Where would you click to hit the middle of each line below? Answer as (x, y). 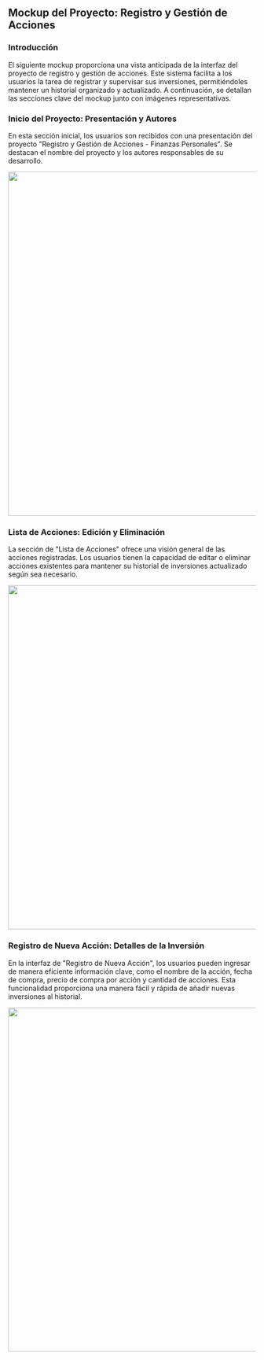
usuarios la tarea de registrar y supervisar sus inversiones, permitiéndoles (128, 81)
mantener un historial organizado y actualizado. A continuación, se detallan (130, 90)
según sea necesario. (43, 574)
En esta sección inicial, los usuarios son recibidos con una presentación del (130, 135)
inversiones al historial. (45, 996)
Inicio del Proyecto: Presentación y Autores (92, 119)
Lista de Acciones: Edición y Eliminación (86, 532)
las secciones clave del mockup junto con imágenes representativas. (120, 98)
